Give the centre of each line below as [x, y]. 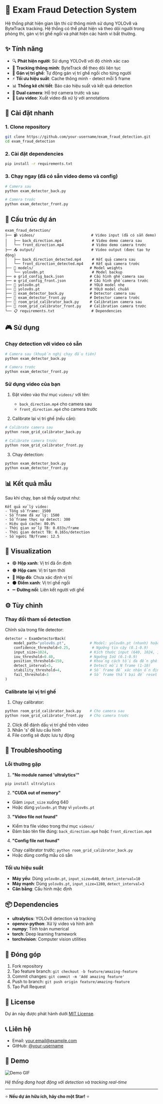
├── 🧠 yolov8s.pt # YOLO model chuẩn [67, 289]
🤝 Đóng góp [23, 954]
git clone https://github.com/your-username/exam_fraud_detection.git [78, 137]
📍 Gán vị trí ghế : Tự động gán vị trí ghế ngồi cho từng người [72, 73]
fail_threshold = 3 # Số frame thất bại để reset [86, 675]
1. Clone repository [28, 127]
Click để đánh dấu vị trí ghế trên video [50, 725]
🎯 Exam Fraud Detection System [71, 10]
